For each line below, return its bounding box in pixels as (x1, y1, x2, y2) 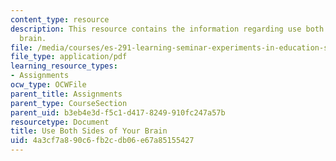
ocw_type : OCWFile (10, 80, 87, 90)
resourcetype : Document (10, 117, 110, 127)
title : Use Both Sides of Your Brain (10, 126, 168, 136)
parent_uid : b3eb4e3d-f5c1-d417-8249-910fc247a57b (10, 107, 226, 118)
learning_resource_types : (10, 61, 118, 71)
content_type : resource (10, 14, 110, 25)
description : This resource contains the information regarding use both (10, 24, 325, 34)
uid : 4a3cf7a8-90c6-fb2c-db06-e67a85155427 (10, 136, 195, 146)
